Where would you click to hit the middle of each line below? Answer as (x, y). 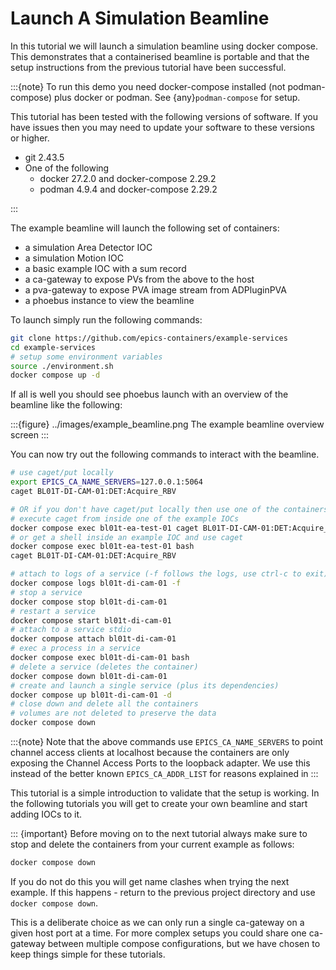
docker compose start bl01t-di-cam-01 (91, 620)
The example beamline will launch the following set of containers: (145, 228)
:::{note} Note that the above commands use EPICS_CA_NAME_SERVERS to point (167, 742)
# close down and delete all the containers (104, 704)
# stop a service (46, 592)
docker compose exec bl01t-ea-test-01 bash (102, 547)
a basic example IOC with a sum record (105, 268)
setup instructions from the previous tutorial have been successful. (148, 67)
